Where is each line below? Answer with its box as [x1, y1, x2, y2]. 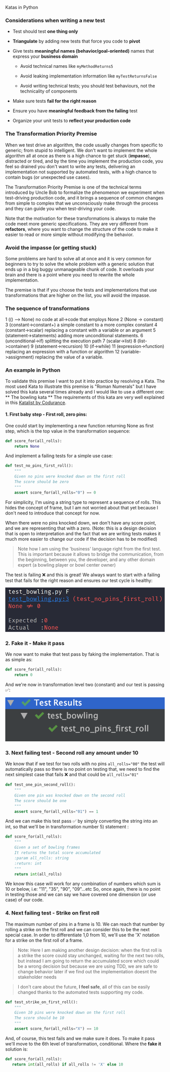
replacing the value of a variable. [35, 354, 104, 360]
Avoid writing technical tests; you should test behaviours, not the [20, 83, 155, 89]
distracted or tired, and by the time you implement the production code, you [5, 158, 163, 164]
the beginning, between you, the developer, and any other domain [17, 557, 155, 563]
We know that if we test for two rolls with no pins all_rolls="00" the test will [5, 761, 165, 767]
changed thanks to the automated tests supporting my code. [17, 989, 144, 995]
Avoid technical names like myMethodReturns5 [20, 63, 113, 69]
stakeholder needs [17, 974, 57, 980]
